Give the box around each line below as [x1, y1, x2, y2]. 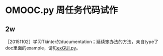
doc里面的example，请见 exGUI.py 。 [5, 45, 81, 50]
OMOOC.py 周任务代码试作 [5, 4, 118, 16]
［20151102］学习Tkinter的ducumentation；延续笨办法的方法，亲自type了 [5, 38, 158, 44]
